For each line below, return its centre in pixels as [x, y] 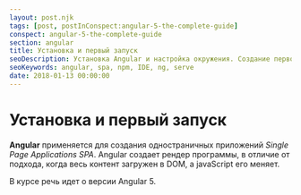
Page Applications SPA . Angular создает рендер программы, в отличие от [150, 154]
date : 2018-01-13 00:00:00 [60, 76]
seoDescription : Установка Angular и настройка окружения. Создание [140, 59]
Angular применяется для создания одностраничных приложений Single [149, 145]
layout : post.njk [42, 17]
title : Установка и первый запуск [74, 51]
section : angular [42, 42]
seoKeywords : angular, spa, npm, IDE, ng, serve [102, 68]
